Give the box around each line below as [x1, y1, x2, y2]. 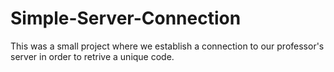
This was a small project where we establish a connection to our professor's [10, 40, 325, 52]
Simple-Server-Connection [10, 7, 242, 30]
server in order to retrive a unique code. [10, 50, 175, 62]
